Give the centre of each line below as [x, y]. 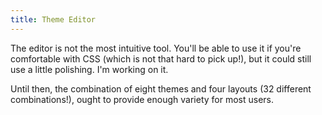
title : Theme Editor [53, 19]
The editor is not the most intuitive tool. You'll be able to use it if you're [156, 48]
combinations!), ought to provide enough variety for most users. [142, 99]
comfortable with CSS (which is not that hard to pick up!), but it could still [161, 58]
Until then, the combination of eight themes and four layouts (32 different [161, 88]
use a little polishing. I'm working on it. [89, 69]
